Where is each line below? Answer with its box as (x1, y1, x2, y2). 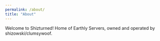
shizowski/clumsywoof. (5, 30, 53, 36)
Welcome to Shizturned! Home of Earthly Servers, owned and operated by (5, 25, 156, 31)
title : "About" (5, 12, 36, 17)
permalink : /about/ (5, 7, 45, 12)
